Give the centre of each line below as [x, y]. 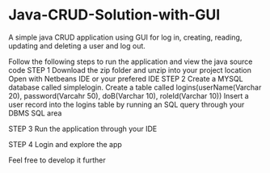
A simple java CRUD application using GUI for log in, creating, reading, [125, 37]
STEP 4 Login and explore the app [65, 144]
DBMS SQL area [35, 113]
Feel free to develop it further [57, 160]
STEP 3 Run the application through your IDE [83, 129]
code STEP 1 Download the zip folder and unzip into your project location [130, 70]
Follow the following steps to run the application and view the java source [131, 61]
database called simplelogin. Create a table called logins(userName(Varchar [135, 87]
